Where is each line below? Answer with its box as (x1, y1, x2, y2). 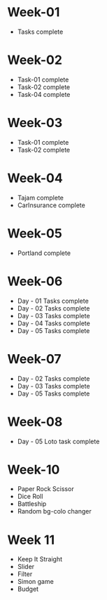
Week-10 (7, 462, 60, 478)
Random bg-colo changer (17, 507, 92, 516)
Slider (17, 563, 35, 571)
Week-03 (7, 115, 63, 131)
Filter (17, 570, 33, 578)
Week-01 (7, 4, 60, 20)
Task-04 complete (17, 90, 71, 98)
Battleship (17, 500, 47, 508)
